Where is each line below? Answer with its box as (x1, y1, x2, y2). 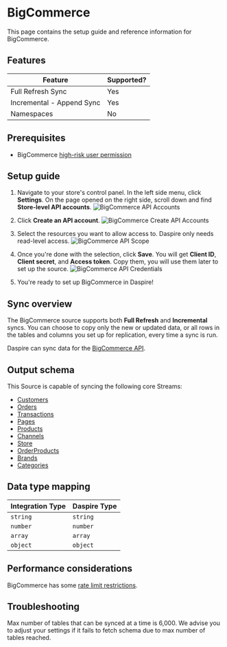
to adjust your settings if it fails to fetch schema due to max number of (7, 626, 206, 635)
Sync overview (7, 298, 73, 309)
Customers (16, 396, 49, 403)
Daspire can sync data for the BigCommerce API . (7, 344, 146, 353)
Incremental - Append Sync (10, 97, 101, 107)
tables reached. (7, 633, 51, 642)
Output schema (7, 364, 75, 375)
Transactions (16, 410, 54, 418)
